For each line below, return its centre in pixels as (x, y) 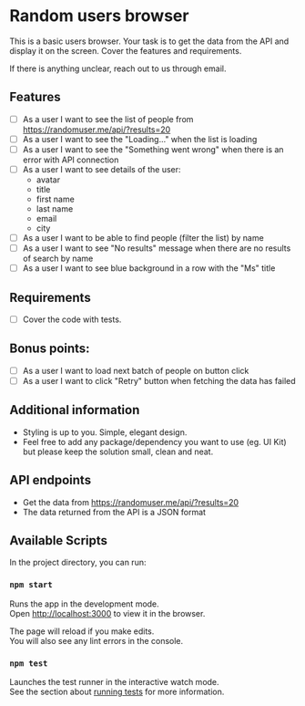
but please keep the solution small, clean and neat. (118, 452)
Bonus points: (50, 349)
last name (55, 209)
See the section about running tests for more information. (117, 692)
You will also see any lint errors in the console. (97, 640)
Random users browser (99, 16)
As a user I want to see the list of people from (108, 119)
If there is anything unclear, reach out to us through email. (118, 68)
